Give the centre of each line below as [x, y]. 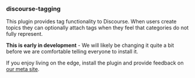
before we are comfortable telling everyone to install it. [72, 52]
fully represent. [24, 34]
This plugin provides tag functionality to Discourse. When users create [92, 22]
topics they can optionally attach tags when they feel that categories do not [97, 28]
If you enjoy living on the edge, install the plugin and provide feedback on [95, 63]
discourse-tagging [33, 9]
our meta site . [23, 69]
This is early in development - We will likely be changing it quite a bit [90, 45]
